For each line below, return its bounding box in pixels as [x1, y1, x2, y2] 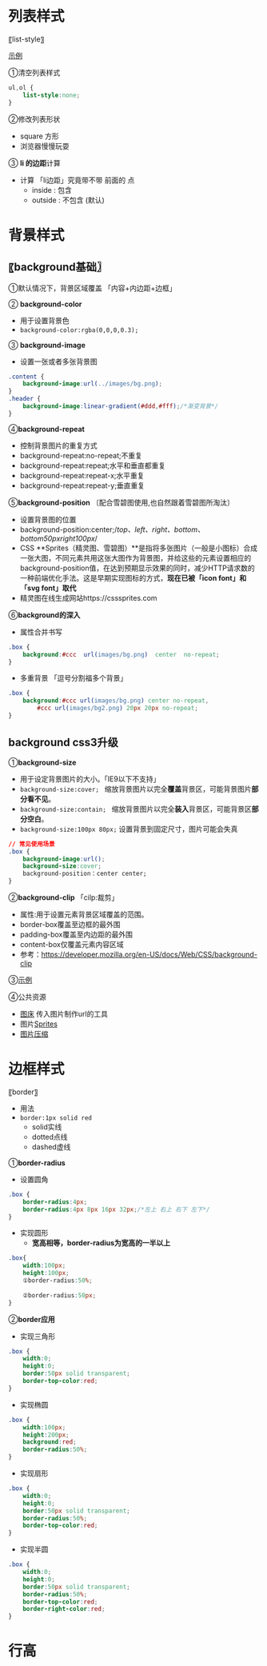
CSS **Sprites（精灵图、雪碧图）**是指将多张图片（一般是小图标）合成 [19, 543, 258, 553]
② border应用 [8, 1314, 56, 1324]
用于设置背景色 [19, 315, 70, 325]
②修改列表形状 [8, 114, 61, 124]
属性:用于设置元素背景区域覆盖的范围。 [19, 909, 149, 919]
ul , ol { [8, 83, 34, 92]
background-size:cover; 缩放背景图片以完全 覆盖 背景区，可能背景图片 [19, 784, 252, 793]
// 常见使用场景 [8, 840, 55, 848]
